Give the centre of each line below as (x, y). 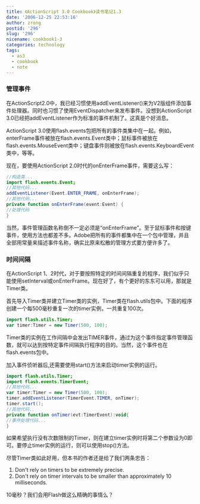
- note (20, 67)
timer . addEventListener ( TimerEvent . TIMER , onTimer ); (73, 398)
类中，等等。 (22, 153)
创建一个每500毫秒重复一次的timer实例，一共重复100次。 (76, 308)
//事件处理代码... (26, 420)
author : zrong (24, 23)
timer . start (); (25, 404)
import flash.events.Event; (41, 182)
